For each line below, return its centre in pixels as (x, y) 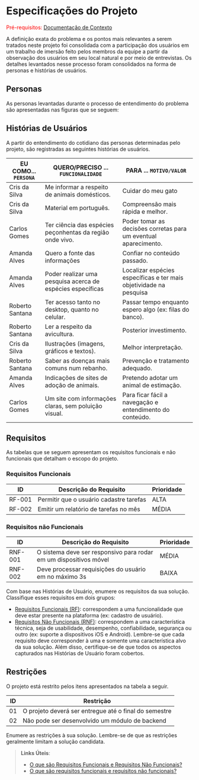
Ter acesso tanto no (73, 302)
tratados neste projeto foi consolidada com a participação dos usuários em (98, 45)
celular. (55, 317)
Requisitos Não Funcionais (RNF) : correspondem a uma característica (100, 622)
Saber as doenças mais (77, 360)
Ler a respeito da (68, 326)
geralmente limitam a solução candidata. (56, 741)
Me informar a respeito (76, 187)
